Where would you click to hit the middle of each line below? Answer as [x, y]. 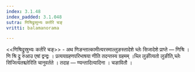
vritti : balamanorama [33, 28]
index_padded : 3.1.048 [34, 17]
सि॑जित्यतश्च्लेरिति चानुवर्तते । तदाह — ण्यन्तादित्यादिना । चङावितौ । [69, 63]
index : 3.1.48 [24, 11]
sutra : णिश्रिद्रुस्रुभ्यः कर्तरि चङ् [34, 22]
